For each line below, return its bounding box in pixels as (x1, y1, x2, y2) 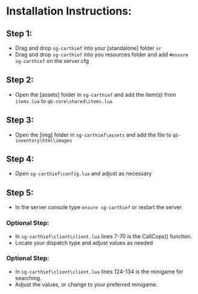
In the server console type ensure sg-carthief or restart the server (14, 204, 182, 211)
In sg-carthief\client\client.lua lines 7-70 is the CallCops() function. (14, 232, 193, 240)
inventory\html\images (14, 138, 72, 144)
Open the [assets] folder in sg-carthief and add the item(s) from (14, 91, 176, 98)
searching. (14, 274, 42, 281)
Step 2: (6, 75, 34, 85)
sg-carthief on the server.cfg (14, 58, 89, 64)
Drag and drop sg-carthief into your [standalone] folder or (14, 44, 162, 52)
